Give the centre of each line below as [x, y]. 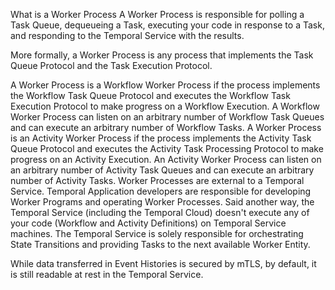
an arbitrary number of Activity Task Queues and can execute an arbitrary [162, 170]
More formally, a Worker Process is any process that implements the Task [162, 55]
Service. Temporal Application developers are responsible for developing [161, 191]
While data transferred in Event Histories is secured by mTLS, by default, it [163, 263]
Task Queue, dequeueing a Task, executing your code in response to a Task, [167, 25]
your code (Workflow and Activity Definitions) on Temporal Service [148, 223]
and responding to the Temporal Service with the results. [127, 35]
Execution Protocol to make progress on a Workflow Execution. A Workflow [165, 106]
